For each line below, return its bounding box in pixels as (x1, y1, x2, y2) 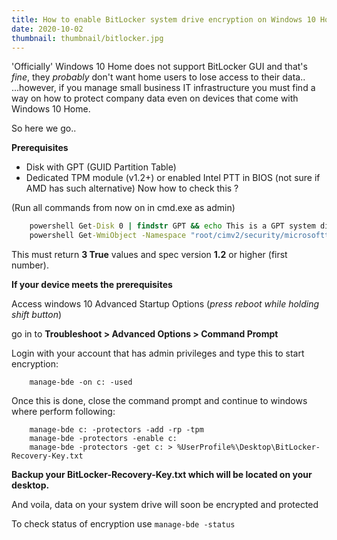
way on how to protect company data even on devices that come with (11, 92, 299, 105)
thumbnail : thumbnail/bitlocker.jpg (11, 33, 164, 43)
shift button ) (11, 309, 63, 321)
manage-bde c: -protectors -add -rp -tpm (29, 425, 204, 435)
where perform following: (11, 406, 116, 418)
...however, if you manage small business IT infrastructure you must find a (11, 82, 316, 94)
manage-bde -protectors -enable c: (29, 434, 178, 444)
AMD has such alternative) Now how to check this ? (25, 182, 239, 195)
